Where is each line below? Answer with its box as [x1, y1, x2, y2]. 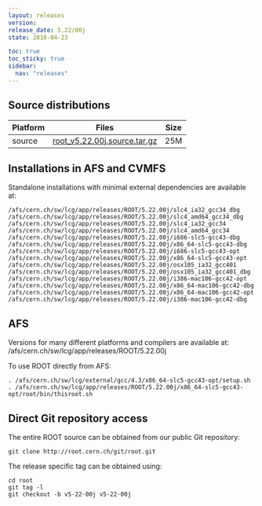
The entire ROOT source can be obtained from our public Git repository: [8, 433, 241, 442]
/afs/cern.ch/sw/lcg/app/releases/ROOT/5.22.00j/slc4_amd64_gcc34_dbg [8, 213, 244, 221]
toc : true [8, 48, 41, 56]
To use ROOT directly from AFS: [8, 361, 111, 371]
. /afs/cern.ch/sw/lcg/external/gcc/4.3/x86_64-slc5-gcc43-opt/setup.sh [8, 376, 251, 385]
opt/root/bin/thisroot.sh [8, 390, 93, 398]
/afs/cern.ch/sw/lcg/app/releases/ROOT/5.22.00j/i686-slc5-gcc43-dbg [8, 233, 241, 242]
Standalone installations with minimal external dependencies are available [8, 182, 246, 192]
